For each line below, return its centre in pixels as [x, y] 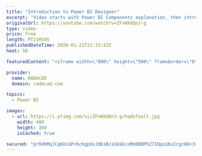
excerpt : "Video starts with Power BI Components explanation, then [94, 17]
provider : [19, 73]
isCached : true [36, 133]
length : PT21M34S [28, 40]
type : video [21, 28]
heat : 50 [17, 51]
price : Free [21, 34]
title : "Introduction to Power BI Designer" [63, 12]
